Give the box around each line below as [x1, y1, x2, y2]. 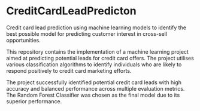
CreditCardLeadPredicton [6, 4, 137, 18]
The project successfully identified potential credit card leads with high [6, 79, 181, 86]
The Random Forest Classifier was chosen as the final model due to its [6, 91, 180, 98]
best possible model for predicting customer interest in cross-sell [6, 30, 168, 37]
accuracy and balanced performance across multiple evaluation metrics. [6, 85, 185, 92]
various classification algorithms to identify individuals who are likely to [6, 61, 182, 68]
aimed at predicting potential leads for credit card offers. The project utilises [6, 54, 195, 61]
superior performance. [6, 97, 62, 105]
